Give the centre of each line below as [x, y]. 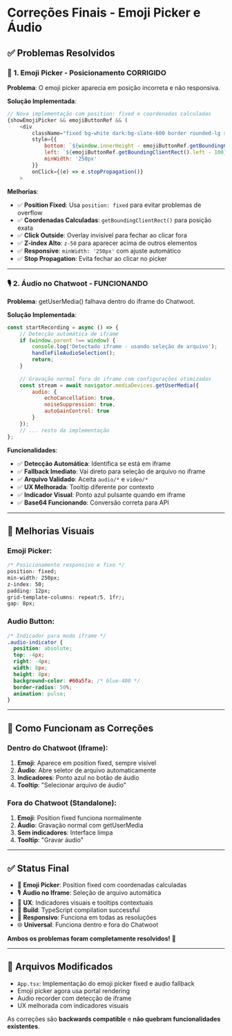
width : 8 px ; [31, 668]
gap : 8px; [21, 603]
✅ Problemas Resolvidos [61, 53]
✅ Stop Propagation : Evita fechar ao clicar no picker [92, 258]
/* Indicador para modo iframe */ [57, 636]
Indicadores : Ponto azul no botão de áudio [78, 777]
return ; [43, 360]
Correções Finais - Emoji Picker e [104, 13]
